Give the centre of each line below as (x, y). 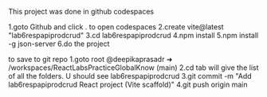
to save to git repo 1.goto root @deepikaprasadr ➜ (90, 59)
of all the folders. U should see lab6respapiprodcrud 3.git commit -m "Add (130, 76)
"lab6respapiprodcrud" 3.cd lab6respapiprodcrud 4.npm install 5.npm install (133, 35)
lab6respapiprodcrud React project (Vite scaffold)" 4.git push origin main (128, 84)
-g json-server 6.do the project (59, 44)
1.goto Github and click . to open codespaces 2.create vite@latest (116, 27)
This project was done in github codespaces (81, 12)
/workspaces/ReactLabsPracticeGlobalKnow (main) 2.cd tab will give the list (133, 68)
